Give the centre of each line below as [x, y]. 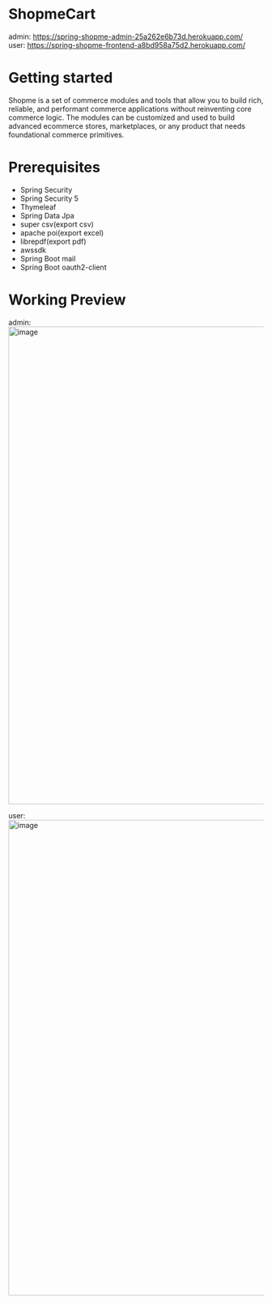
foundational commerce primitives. [66, 134]
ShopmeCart [52, 14]
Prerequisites [55, 168]
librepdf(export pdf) [53, 241]
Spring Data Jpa [47, 215]
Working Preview [67, 299]
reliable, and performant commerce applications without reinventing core [130, 108]
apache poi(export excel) [62, 232]
